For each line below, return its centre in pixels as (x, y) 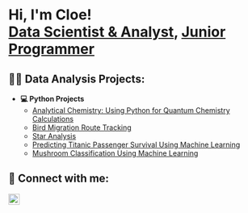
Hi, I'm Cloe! (50, 15)
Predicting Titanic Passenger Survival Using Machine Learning (136, 144)
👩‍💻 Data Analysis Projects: (77, 79)
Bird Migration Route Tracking (82, 127)
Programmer (52, 49)
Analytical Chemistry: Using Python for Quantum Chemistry (131, 110)
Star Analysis (54, 136)
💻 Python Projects (52, 99)
